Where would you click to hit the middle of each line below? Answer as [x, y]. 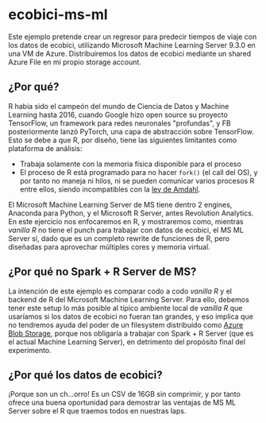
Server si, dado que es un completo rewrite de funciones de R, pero [119, 238]
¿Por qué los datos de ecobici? [85, 375]
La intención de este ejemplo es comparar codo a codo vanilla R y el [120, 291]
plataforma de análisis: [45, 148]
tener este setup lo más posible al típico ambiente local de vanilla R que [125, 308]
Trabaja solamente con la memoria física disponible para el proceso [131, 164]
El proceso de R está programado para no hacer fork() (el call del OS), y [139, 172]
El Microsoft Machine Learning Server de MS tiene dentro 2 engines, [120, 204]
